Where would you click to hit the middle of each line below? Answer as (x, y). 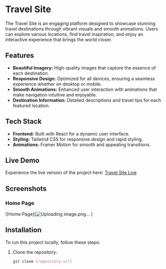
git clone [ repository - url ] (42, 261)
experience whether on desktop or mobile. (57, 84)
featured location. (31, 106)
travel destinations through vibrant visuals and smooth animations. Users (82, 28)
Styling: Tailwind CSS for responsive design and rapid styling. (78, 139)
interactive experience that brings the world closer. (59, 40)
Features (20, 56)
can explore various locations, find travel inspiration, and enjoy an (74, 34)
